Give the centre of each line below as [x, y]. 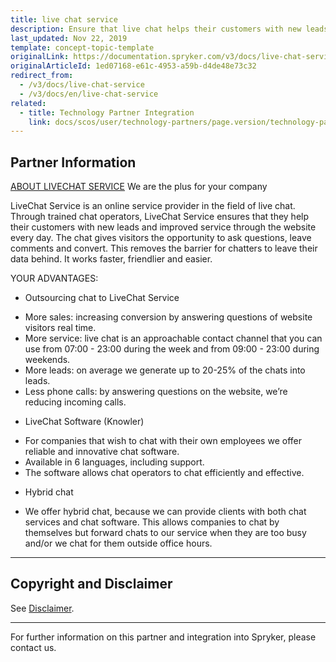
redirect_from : [42, 76]
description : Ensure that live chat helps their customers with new [156, 29]
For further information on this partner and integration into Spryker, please [163, 637]
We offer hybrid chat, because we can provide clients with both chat [165, 512]
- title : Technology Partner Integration [107, 112]
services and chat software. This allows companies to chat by [152, 522]
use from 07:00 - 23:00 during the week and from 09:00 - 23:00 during [172, 349]
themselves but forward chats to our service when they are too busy [165, 533]
